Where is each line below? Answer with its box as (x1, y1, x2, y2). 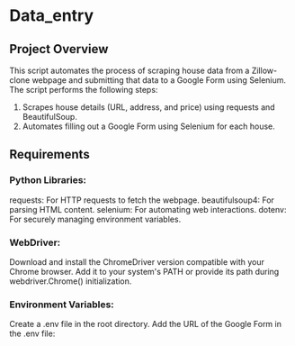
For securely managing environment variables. (9, 214, 182, 224)
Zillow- (251, 65, 277, 76)
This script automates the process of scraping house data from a (9, 65, 250, 76)
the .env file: (9, 328, 56, 339)
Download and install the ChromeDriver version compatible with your (9, 256, 265, 267)
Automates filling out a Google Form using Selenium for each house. (22, 121, 276, 132)
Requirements (9, 147, 90, 162)
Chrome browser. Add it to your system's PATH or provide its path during (9, 266, 280, 277)
